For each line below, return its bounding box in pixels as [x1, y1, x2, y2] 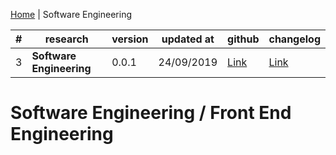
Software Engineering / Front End [10, 102, 292, 124]
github [227, 32, 260, 46]
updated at [161, 32, 215, 46]
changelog [268, 32, 321, 46]
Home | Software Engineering [10, 9, 132, 20]
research [44, 32, 89, 46]
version [111, 32, 149, 46]
